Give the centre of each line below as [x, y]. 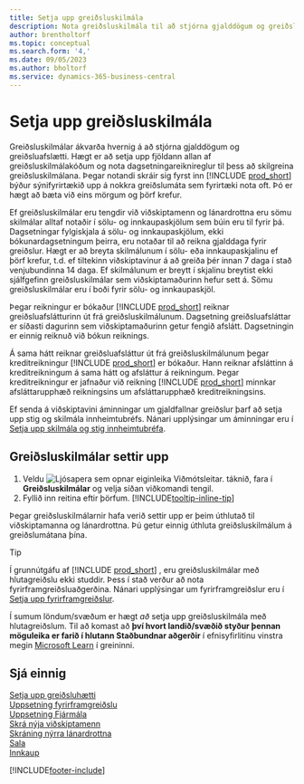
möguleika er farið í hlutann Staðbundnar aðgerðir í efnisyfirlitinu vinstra [146, 636]
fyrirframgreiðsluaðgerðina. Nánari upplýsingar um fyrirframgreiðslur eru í [147, 588]
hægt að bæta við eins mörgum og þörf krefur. [96, 195]
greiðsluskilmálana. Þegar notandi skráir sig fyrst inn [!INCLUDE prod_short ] [151, 175]
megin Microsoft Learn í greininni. [72, 645]
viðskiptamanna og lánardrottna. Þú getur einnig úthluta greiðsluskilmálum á [151, 525]
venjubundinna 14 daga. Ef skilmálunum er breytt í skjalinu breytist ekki [141, 270]
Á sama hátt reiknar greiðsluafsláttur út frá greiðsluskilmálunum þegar [139, 353]
